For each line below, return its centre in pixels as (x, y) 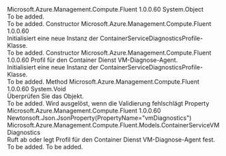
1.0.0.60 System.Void (37, 89)
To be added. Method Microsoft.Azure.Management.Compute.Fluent (103, 82)
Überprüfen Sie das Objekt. (45, 96)
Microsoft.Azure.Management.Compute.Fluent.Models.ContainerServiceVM (113, 125)
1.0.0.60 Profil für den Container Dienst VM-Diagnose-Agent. (93, 60)
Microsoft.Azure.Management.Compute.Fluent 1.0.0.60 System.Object (105, 9)
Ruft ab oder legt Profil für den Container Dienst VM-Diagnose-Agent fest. (111, 140)
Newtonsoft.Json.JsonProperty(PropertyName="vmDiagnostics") (99, 118)
